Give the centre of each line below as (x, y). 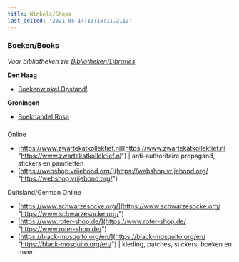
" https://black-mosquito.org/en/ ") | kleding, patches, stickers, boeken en (124, 244)
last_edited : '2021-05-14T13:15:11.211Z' (70, 21)
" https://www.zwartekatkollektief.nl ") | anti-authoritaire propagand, (116, 156)
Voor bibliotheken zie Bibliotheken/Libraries (71, 61)
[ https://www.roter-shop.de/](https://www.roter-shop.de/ (102, 221)
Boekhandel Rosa (44, 116)
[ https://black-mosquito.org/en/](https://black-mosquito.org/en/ (112, 236)
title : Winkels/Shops (40, 14)
